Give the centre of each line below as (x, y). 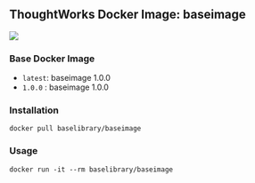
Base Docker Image (52, 59)
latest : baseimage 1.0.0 (66, 78)
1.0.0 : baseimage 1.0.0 (66, 87)
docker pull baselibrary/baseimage (75, 129)
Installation (34, 110)
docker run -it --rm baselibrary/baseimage (91, 169)
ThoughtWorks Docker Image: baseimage (128, 15)
